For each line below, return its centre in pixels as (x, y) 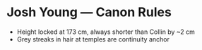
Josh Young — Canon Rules (89, 12)
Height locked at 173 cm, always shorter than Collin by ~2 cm (106, 32)
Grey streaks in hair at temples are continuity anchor (93, 39)
